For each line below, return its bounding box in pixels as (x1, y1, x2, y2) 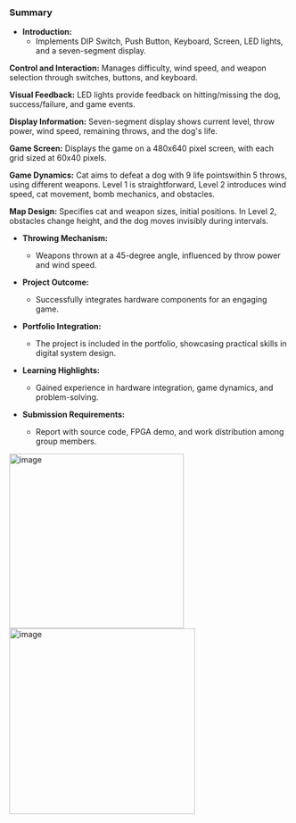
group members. (35, 436, 97, 447)
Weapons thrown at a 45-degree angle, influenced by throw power (35, 250, 281, 261)
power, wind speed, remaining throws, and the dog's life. (9, 126, 218, 137)
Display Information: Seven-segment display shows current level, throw (9, 116, 275, 127)
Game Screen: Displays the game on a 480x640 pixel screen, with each (9, 143, 275, 154)
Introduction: (21, 27, 73, 37)
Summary (9, 6, 53, 19)
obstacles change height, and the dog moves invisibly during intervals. (9, 216, 269, 227)
